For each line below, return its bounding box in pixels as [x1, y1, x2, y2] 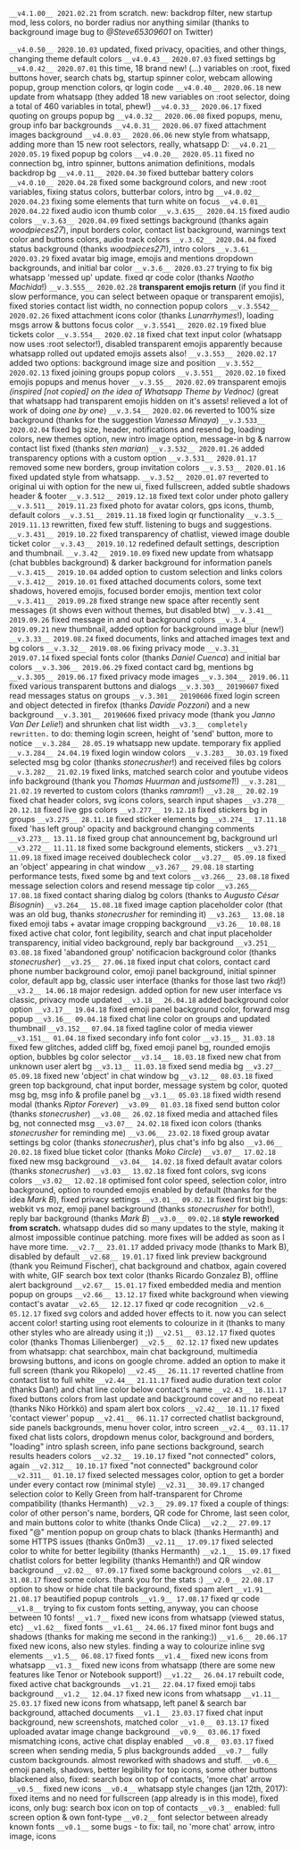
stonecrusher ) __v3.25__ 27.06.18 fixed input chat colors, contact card [9, 956, 271, 967]
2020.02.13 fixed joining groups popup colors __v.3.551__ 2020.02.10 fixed [9, 367, 287, 378]
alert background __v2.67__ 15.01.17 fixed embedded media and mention [9, 1279, 281, 1290]
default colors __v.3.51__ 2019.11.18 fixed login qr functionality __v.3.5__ [9, 510, 283, 520]
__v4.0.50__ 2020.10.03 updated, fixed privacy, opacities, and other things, [9, 44, 287, 55]
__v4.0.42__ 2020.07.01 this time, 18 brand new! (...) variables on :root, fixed [9, 63, 291, 73]
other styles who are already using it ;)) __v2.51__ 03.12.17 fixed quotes [9, 1328, 276, 1337]
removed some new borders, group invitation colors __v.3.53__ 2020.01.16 [9, 462, 286, 472]
